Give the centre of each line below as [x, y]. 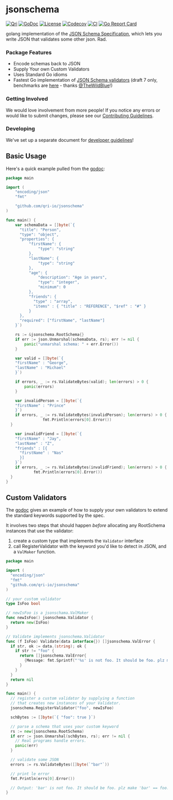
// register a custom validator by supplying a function [73, 698]
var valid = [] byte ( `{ [39, 358]
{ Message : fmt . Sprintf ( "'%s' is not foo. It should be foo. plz [94, 661]
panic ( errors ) [39, 387]
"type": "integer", [59, 282]
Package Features [29, 52]
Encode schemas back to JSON [47, 64]
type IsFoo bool [23, 604]
